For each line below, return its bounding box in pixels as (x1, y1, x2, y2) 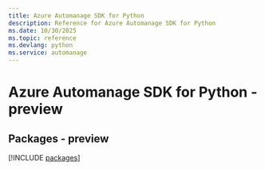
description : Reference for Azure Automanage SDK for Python (8, 19, 216, 27)
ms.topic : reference (8, 34, 77, 42)
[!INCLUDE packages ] (8, 153, 81, 162)
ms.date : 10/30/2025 (8, 26, 77, 34)
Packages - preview (8, 132, 109, 145)
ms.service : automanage (8, 49, 88, 57)
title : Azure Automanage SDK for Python (8, 11, 145, 20)
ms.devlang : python (8, 42, 73, 49)
